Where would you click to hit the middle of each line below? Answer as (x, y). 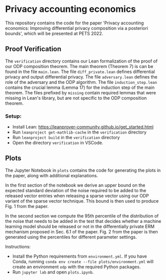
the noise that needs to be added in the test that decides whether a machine (83, 221)
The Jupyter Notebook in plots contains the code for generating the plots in (83, 170)
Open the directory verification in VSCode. (58, 143)
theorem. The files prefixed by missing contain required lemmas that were (81, 92)
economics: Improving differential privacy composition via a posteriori (77, 28)
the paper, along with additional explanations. (52, 175)
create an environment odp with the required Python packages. (76, 267)
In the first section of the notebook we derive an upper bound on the (75, 185)
